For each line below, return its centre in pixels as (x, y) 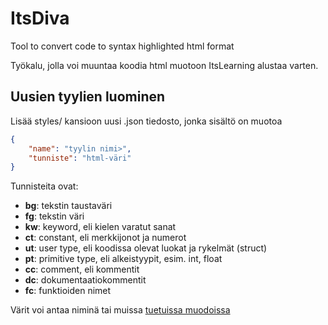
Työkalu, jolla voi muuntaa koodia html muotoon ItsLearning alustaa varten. (164, 65)
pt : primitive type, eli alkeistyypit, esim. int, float (123, 259)
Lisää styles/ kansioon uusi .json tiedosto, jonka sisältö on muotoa (146, 121)
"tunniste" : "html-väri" (80, 158)
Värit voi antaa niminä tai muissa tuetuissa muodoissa (120, 310)
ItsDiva (40, 18)
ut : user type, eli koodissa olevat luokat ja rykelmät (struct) (146, 248)
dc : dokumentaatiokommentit (85, 280)
